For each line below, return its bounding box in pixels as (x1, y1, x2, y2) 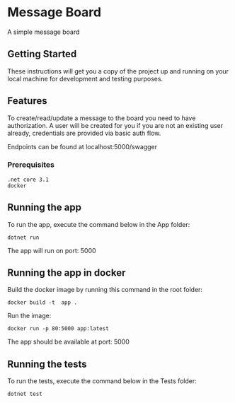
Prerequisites (7, 160, 55, 170)
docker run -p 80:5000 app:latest (7, 325, 110, 332)
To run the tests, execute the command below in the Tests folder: (7, 377, 197, 385)
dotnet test (7, 390, 42, 398)
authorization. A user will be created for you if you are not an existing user (7, 121, 224, 129)
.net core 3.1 (7, 176, 50, 183)
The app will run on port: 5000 (7, 246, 97, 255)
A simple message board (7, 28, 80, 36)
